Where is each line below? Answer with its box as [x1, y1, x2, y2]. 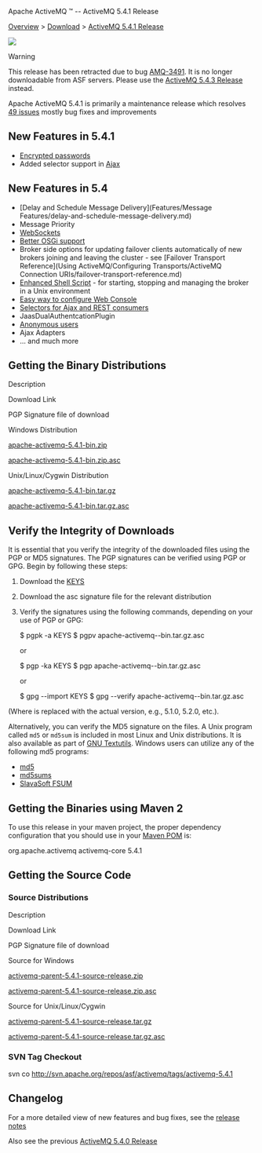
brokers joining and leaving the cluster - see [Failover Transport [19, 253, 226, 262]
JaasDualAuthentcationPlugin [19, 311, 115, 320]
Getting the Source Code [8, 869, 132, 882]
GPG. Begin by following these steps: [8, 561, 128, 571]
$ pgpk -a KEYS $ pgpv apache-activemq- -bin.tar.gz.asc [19, 631, 206, 640]
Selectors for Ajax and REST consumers [19, 302, 149, 312]
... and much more [19, 336, 79, 345]
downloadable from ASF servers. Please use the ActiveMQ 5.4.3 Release [8, 75, 243, 85]
